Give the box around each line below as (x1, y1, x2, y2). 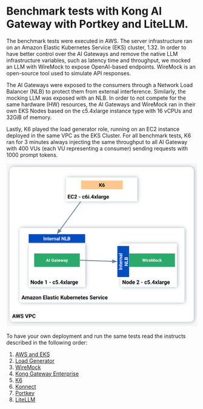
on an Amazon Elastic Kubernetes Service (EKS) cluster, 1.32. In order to (6, 44, 187, 51)
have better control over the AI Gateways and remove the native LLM (6, 50, 178, 57)
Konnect (15, 383, 36, 390)
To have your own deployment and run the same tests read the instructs (6, 332, 186, 340)
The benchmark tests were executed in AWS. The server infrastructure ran (6, 37, 193, 44)
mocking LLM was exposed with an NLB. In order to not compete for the (6, 94, 187, 101)
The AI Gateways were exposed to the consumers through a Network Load (6, 81, 193, 89)
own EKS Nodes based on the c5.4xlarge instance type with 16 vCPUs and (6, 107, 192, 114)
